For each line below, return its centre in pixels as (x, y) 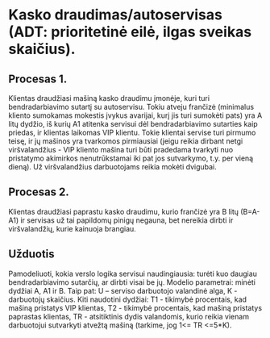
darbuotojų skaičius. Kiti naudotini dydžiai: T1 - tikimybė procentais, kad (128, 299)
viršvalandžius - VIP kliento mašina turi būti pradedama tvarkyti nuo (121, 150)
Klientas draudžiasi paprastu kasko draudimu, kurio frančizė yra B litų (124, 211)
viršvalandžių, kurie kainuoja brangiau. (73, 228)
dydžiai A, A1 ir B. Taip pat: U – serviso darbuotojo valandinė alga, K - (123, 290)
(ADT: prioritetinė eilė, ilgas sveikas (130, 32)
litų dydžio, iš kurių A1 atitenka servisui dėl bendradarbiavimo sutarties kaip (133, 124)
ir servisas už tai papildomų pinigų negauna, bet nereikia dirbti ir (127, 220)
